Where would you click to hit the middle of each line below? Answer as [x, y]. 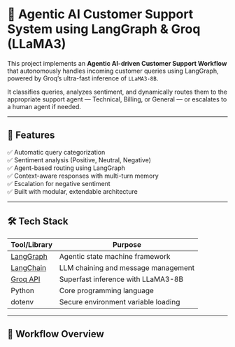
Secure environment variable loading [120, 302]
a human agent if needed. [44, 106]
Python [23, 290]
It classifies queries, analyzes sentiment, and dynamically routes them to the [117, 92]
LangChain [29, 267]
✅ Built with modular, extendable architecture [72, 191]
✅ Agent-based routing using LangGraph [66, 168]
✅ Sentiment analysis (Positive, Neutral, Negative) [79, 160]
